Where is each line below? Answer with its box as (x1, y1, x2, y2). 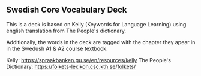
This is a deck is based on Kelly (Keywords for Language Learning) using (6, 20, 187, 28)
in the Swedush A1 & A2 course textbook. (6, 45, 108, 52)
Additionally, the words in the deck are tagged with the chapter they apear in (6, 38, 196, 45)
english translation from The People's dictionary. (6, 27, 126, 34)
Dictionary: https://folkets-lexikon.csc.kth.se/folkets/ (6, 63, 136, 70)
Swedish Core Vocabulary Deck (6, 5, 127, 15)
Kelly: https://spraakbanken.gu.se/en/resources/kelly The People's (6, 56, 171, 63)
